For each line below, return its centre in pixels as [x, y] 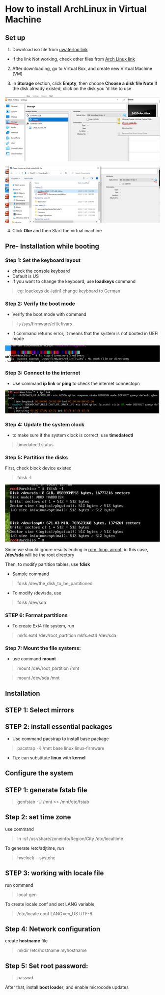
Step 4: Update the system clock [45, 424]
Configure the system [39, 773]
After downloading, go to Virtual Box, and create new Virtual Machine [82, 68]
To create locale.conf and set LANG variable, [50, 904]
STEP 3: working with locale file [55, 873]
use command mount [34, 659]
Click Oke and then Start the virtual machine [57, 231]
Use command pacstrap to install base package [60, 739]
